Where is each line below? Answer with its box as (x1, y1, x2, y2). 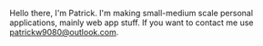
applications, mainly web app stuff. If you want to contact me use (9, 17, 254, 28)
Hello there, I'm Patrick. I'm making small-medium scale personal (9, 8, 253, 18)
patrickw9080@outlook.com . (9, 27, 119, 37)
